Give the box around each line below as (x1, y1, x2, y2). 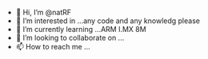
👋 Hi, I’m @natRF (15, 8, 72, 17)
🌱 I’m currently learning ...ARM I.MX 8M (15, 25, 146, 33)
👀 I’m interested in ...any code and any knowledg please (15, 16, 200, 26)
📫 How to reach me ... (15, 42, 90, 51)
